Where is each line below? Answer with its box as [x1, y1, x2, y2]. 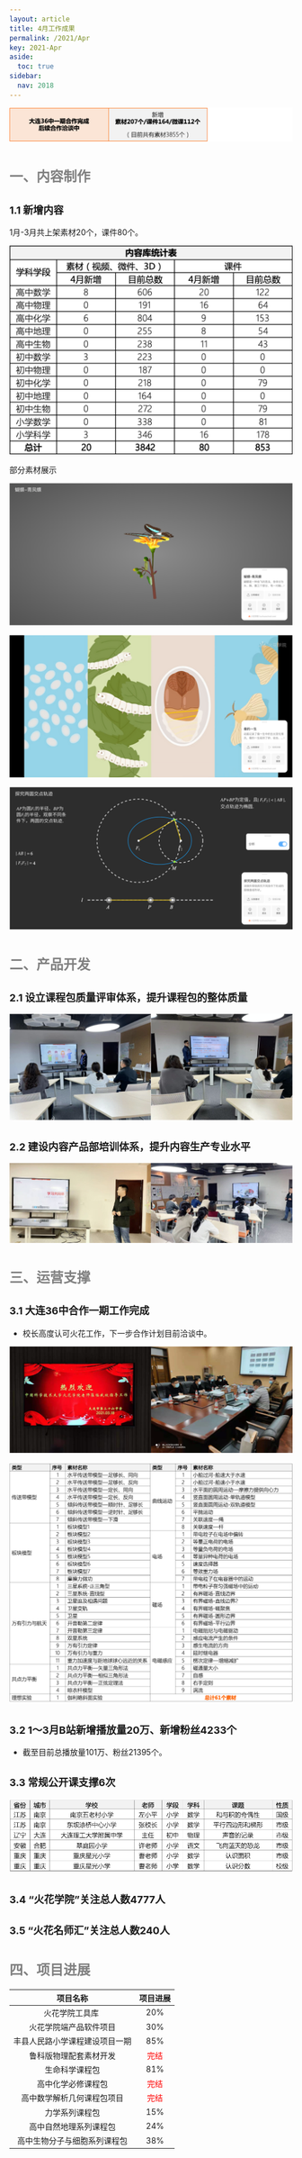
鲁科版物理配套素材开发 [29, 2050, 116, 2061]
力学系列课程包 [44, 2107, 101, 2117]
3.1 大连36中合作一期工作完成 [9, 1304, 150, 1318]
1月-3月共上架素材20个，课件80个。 [9, 227, 144, 238]
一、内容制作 [9, 168, 91, 186]
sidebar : [9, 72, 42, 81]
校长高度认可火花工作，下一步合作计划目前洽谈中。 [22, 1328, 212, 1338]
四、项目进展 [9, 1962, 91, 1979]
